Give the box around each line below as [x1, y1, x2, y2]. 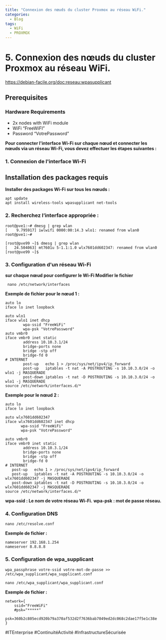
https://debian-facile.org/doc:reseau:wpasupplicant [5, 79, 112, 85]
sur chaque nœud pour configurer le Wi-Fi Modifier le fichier [5, 272, 134, 278]
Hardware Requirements [5, 108, 66, 115]
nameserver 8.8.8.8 [5, 544, 46, 549]
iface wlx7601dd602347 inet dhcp [5, 419, 75, 424]
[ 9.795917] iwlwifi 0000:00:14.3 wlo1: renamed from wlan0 [5, 227, 140, 232]
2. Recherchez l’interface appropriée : [5, 212, 99, 219]
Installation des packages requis [5, 173, 109, 182]
